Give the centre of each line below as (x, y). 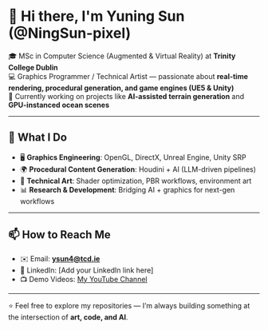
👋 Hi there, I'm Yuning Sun (97, 16)
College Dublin (33, 67)
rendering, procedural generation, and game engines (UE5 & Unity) (121, 88)
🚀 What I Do (38, 138)
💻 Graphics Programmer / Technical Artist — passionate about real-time (128, 76)
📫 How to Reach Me (59, 235)
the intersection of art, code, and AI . (68, 317)
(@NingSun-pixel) (70, 33)
